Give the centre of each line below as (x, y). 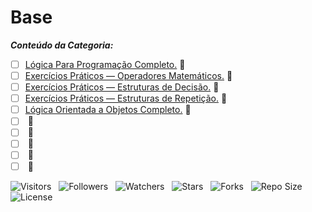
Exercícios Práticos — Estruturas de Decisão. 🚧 (122, 87)
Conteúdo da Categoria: (62, 45)
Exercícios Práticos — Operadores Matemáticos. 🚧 (128, 75)
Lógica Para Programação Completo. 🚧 (105, 64)
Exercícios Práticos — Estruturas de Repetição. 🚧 (126, 98)
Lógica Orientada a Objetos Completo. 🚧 (108, 110)
